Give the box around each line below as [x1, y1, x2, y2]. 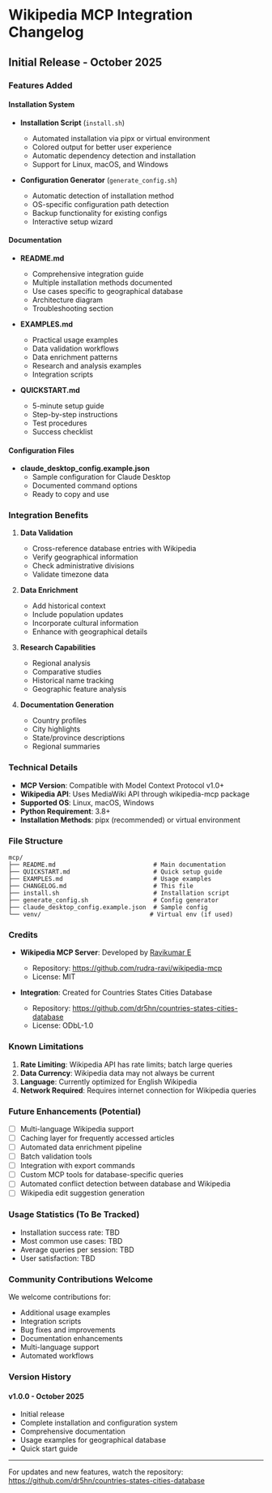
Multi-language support [19, 1342, 100, 1352]
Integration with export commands [19, 1161, 135, 1171]
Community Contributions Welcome [8, 1273, 154, 1284]
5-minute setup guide [32, 400, 104, 411]
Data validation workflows [32, 343, 119, 353]
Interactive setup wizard [32, 217, 113, 227]
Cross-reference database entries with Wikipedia [32, 544, 197, 554]
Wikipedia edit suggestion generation [19, 1188, 146, 1198]
